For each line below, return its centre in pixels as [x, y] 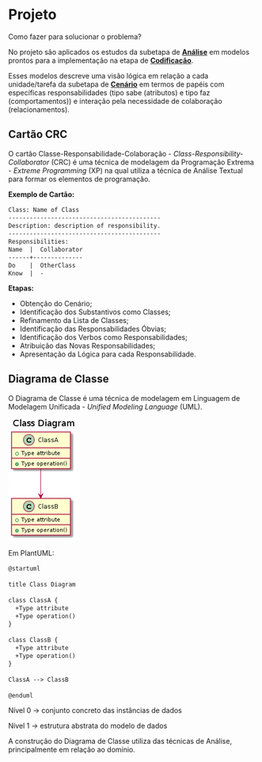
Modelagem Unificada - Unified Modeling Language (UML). [106, 406]
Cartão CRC [38, 135]
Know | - [26, 273]
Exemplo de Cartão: [42, 194]
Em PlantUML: [31, 552]
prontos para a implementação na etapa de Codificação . [101, 60]
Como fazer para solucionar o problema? [75, 37]
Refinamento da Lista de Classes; [74, 320]
